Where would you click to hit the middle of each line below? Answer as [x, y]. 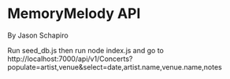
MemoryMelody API [74, 14]
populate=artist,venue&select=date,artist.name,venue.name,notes [115, 66]
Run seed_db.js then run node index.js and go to [86, 50]
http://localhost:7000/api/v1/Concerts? [70, 59]
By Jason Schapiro [38, 35]
